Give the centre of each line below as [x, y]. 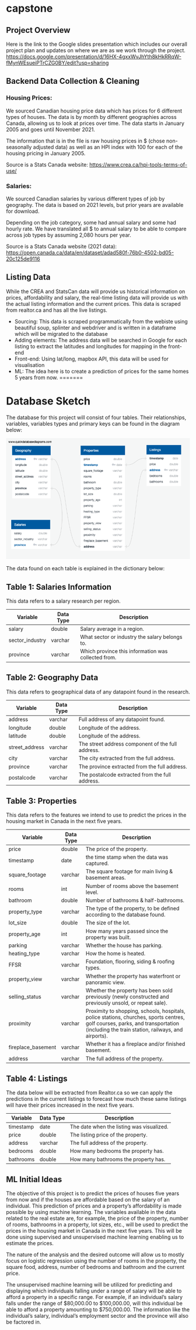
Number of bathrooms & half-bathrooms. [135, 900]
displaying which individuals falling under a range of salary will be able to [94, 1291]
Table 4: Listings [37, 1078]
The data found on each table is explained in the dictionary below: [85, 569]
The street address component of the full [127, 744]
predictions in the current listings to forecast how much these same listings [96, 1098]
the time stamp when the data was [127, 857]
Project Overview [38, 30]
